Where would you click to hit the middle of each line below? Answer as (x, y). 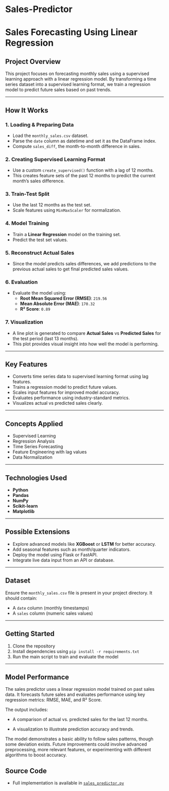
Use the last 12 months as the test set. (52, 205)
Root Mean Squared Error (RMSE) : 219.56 (63, 299)
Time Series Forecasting (38, 447)
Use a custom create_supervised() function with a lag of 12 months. (83, 170)
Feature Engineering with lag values (50, 452)
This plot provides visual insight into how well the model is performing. (86, 344)
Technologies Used (36, 478)
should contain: (21, 598)
